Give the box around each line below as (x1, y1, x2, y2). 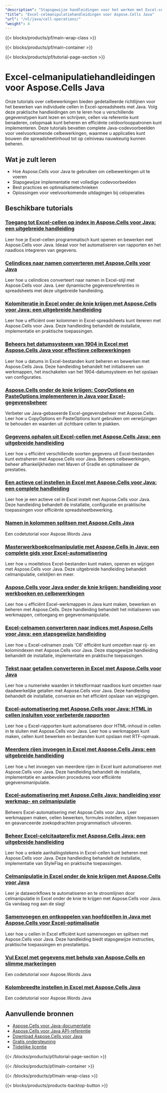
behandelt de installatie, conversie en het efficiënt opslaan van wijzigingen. (5, 693, 159, 699)
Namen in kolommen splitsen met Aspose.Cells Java (5, 520, 135, 527)
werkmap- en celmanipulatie (5, 798, 76, 805)
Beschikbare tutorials (5, 204, 73, 213)
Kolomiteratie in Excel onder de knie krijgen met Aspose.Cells (5, 300, 157, 307)
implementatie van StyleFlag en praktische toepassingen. (5, 861, 123, 867)
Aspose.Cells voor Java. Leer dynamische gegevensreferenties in (5, 282, 140, 288)
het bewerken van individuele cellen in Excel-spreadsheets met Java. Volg (5, 104, 158, 110)
